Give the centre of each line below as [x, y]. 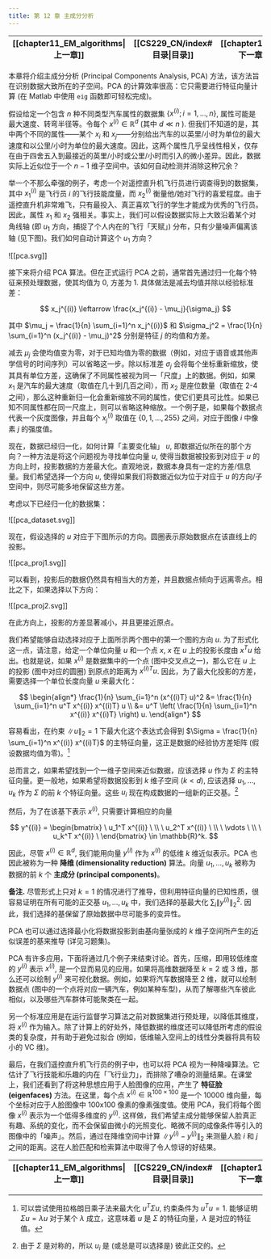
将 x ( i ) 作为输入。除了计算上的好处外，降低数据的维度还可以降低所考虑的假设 [135, 1025]
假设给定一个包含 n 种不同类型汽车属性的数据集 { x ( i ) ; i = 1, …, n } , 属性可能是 [132, 112]
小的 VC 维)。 [31, 1046]
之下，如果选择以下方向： [58, 590]
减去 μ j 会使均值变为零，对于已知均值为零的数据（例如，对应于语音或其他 [130, 354]
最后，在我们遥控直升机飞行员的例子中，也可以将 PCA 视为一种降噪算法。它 [134, 1064]
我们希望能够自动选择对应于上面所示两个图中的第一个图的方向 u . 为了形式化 [134, 640]
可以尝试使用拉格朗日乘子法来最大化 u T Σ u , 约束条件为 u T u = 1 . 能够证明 [139, 1207]
